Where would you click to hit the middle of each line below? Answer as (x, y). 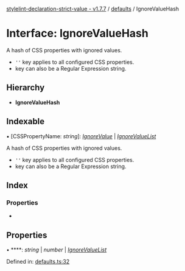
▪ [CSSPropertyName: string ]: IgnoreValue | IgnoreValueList (81, 136)
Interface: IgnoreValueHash (78, 33)
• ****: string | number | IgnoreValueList (57, 250)
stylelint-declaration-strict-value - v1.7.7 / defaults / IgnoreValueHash (93, 9)
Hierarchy (26, 88)
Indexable (26, 121)
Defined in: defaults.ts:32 (38, 262)
